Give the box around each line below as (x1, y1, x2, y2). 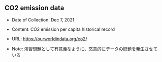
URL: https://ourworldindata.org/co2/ (11, 36, 87, 41)
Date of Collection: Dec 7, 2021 (11, 17, 74, 22)
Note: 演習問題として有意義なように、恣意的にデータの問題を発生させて (11, 46, 158, 52)
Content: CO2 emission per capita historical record (11, 26, 115, 32)
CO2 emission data (4, 4, 65, 12)
